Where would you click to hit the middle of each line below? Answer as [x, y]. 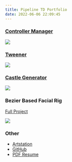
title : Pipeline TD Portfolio [36, 10]
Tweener [16, 54]
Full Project [17, 111]
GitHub [19, 149]
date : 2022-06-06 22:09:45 [33, 14]
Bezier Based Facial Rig [34, 101]
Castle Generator [26, 78]
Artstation [22, 144]
